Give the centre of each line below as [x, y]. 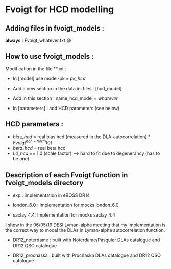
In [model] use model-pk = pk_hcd [49, 78]
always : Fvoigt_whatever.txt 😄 [38, 40]
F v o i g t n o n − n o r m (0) [32, 142]
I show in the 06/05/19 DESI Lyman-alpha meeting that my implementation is [86, 225]
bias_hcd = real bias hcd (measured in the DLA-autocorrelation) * [81, 137]
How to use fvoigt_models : [50, 56]
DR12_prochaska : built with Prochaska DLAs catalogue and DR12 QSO [87, 255]
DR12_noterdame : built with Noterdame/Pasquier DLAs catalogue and [86, 240]
